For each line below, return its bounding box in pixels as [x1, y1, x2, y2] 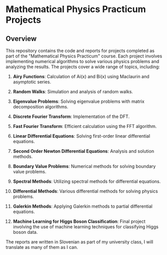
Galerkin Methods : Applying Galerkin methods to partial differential [13, 203, 152, 209]
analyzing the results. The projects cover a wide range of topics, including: [6, 64, 160, 70]
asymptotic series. [13, 79, 52, 85]
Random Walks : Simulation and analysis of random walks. [13, 89, 133, 94]
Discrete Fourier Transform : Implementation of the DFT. [13, 113, 130, 119]
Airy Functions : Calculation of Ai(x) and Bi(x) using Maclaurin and [13, 74, 149, 79]
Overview [6, 34, 37, 43]
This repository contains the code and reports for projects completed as [6, 48, 155, 53]
